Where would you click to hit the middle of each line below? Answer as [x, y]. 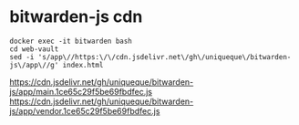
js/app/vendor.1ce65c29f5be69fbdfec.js [85, 110]
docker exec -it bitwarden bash [71, 41]
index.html [83, 65]
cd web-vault [34, 49]
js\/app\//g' [34, 65]
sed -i [22, 57]
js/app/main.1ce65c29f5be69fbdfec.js [81, 91]
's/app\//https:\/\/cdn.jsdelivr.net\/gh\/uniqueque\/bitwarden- [165, 57]
